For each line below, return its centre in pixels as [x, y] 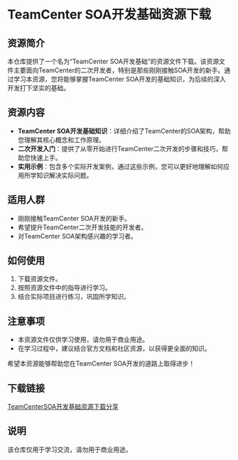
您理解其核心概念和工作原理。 [61, 140]
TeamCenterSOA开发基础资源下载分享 [63, 407]
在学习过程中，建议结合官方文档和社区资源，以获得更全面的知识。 [114, 349]
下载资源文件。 [39, 279]
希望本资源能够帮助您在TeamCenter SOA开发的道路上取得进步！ [101, 363]
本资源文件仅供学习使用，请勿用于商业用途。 [83, 340]
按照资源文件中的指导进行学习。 [64, 287]
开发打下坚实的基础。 [38, 88]
